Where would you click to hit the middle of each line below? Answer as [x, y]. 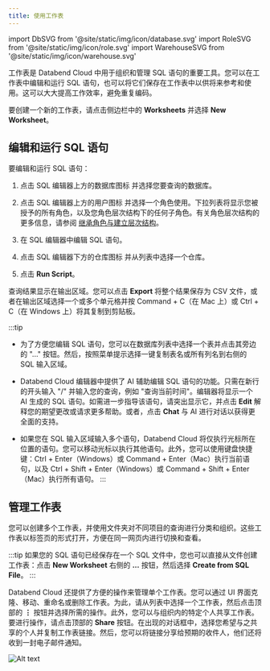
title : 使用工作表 [36, 16]
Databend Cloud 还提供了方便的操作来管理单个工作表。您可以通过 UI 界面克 [133, 592]
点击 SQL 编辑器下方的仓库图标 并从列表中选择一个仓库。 [115, 257]
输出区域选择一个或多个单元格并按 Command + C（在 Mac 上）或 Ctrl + [141, 301]
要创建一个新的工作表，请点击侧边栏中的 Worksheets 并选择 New [117, 110]
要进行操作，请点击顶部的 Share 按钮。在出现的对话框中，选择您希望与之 [129, 623]
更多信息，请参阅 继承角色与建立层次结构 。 [91, 223]
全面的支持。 [41, 422]
